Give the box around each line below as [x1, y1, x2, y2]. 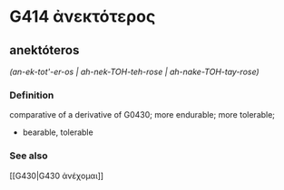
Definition [9, 89, 54, 101]
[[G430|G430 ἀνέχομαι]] [9, 170, 104, 181]
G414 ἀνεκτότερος [9, 6, 156, 27]
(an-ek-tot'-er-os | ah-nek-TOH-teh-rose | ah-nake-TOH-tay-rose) [9, 66, 260, 77]
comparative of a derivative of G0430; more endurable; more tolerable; [9, 109, 275, 120]
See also [9, 149, 48, 162]
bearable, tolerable [22, 127, 93, 138]
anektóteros [9, 43, 80, 58]
